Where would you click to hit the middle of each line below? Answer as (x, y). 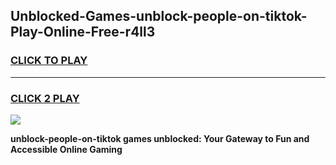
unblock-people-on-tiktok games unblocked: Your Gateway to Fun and (160, 138)
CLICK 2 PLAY (45, 98)
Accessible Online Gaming (66, 149)
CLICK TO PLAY (49, 61)
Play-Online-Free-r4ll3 (83, 32)
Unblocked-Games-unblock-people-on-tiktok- (159, 16)
